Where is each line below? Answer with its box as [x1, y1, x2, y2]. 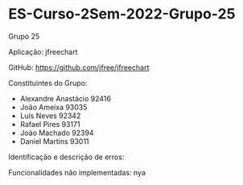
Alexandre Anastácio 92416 [19, 93, 111, 103]
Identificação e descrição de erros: [8, 152, 125, 162]
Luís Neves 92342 [19, 110, 81, 121]
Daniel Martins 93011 [19, 136, 90, 146]
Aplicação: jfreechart [8, 47, 78, 56]
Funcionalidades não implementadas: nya [8, 167, 146, 177]
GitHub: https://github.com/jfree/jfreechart [8, 62, 150, 72]
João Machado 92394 [19, 128, 94, 138]
